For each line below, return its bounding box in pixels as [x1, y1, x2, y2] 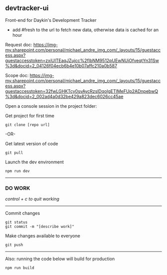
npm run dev [5, 168, 30, 173]
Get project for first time [5, 113, 55, 119]
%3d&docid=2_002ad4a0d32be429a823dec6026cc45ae [5, 93, 124, 99]
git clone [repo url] [5, 122, 50, 127]
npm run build [5, 266, 35, 271]
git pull [5, 150, 23, 155]
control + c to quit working [5, 196, 60, 202]
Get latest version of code [5, 140, 58, 146]
